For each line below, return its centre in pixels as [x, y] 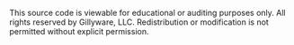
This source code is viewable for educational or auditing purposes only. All [147, 13]
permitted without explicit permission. [79, 31]
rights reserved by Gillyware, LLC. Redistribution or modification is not [139, 22]
